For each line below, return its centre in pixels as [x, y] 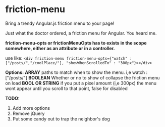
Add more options [31, 108]
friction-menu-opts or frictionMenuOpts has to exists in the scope [76, 43]
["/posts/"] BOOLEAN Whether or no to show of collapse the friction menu [82, 77]
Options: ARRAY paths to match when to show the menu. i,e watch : [76, 72]
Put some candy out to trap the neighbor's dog [61, 119]
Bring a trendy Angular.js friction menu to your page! [60, 23]
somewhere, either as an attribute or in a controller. [60, 48]
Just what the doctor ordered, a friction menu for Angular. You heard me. [81, 33]
